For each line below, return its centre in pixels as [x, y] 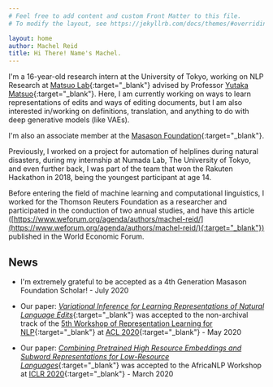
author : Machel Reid [43, 46]
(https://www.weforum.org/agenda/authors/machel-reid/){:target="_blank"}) [136, 228]
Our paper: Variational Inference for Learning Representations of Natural [142, 306]
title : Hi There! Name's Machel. [65, 54]
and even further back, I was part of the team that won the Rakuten [121, 169]
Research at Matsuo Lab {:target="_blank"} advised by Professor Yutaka [129, 86]
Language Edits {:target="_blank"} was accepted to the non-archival [134, 314]
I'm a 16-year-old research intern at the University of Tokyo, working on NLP [136, 77]
